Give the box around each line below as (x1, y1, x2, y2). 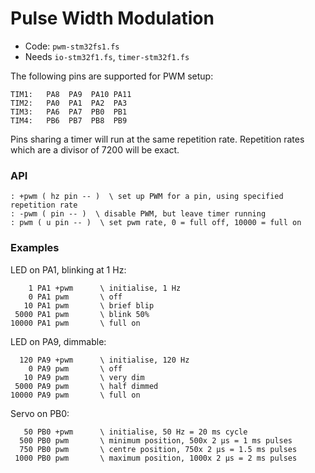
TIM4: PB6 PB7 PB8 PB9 (10, 115, 128, 126)
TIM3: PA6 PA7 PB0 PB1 (10, 107, 128, 117)
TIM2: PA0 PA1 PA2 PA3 (10, 98, 128, 108)
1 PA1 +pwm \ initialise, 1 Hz (28, 283, 182, 293)
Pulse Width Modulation (10, 7, 215, 30)
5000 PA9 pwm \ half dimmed (14, 381, 159, 391)
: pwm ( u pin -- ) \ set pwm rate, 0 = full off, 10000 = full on (10, 218, 302, 228)
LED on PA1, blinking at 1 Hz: (10, 263, 127, 276)
